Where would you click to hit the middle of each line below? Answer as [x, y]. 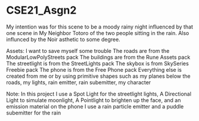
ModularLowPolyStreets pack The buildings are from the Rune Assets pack [98, 57]
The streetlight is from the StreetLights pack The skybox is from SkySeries [97, 63]
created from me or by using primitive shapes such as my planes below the [98, 76]
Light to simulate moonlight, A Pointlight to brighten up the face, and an [94, 100]
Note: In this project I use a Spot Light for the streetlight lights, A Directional [99, 94]
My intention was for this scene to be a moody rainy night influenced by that [100, 27]
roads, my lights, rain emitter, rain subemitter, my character [79, 82]
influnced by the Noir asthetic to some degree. [63, 39]
